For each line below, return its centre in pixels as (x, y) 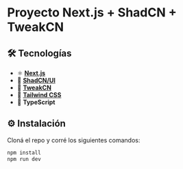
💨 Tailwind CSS (39, 95)
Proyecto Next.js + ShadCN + (92, 13)
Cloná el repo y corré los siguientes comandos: (74, 140)
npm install (24, 153)
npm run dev (24, 159)
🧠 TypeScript (36, 102)
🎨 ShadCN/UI (36, 80)
